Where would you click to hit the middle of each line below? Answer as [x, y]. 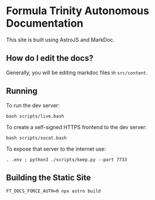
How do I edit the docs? [50, 58]
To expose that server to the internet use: [56, 149]
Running [22, 91]
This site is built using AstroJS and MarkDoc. [60, 40]
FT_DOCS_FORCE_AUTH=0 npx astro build [53, 191]
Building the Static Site [48, 177]
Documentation [45, 23]
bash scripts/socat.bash [36, 138]
